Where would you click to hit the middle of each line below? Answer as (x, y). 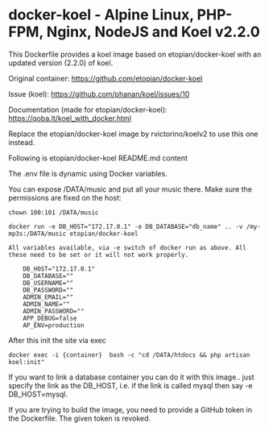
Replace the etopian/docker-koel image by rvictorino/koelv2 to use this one (133, 134)
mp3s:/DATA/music (37, 234)
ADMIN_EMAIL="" (48, 297)
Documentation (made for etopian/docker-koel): (88, 110)
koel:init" (27, 362)
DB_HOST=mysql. (38, 394)
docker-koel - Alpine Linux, (101, 15)
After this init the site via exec (57, 340)
